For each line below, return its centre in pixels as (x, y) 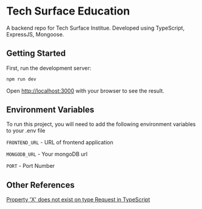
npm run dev (21, 79)
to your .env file (26, 131)
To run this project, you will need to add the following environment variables (101, 124)
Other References (40, 185)
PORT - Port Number (31, 166)
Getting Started (36, 54)
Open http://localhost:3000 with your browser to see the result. (86, 91)
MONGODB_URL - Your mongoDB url (47, 154)
